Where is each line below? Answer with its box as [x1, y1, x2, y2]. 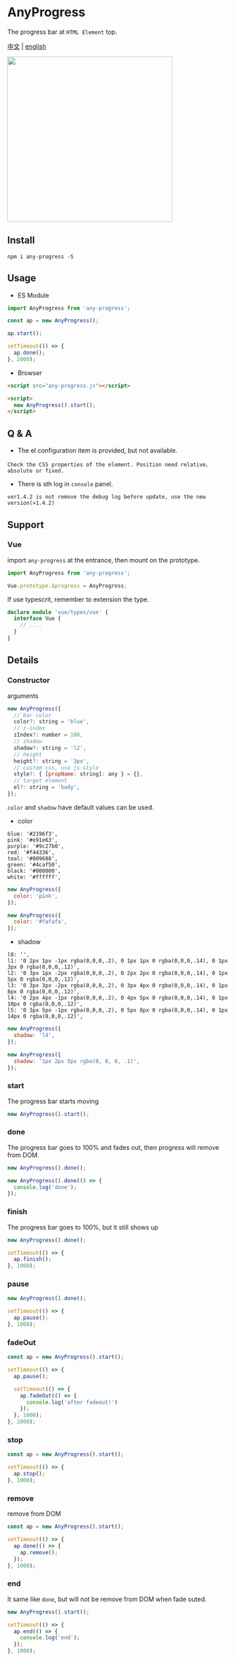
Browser [17, 368, 42, 377]
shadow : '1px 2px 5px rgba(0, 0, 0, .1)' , [13, 1058, 140, 1065]
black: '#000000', [7, 867, 61, 874]
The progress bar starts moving [7, 1097, 99, 1105]
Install [7, 234, 35, 247]
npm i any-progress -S [7, 253, 74, 260]
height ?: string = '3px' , [13, 757, 90, 765]
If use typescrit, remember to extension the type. [7, 595, 149, 603]
